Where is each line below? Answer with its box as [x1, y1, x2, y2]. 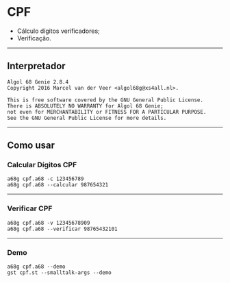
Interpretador [7, 60, 66, 72]
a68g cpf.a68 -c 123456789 [7, 175, 84, 182]
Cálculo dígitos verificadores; [16, 27, 101, 35]
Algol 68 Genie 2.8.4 [7, 78, 69, 86]
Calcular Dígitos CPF [7, 160, 77, 170]
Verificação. [16, 34, 51, 42]
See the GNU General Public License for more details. [7, 114, 167, 121]
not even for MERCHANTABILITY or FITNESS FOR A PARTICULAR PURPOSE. [7, 108, 207, 115]
